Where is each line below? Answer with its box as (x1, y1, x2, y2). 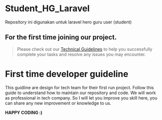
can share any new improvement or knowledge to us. (5, 100, 111, 106)
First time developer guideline (5, 68, 128, 80)
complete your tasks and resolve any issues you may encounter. (17, 51, 146, 57)
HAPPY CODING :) (5, 109, 43, 115)
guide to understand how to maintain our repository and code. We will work (5, 90, 156, 96)
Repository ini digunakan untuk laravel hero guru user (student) (5, 19, 132, 25)
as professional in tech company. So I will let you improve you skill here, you (5, 95, 158, 100)
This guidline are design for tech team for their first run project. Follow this (5, 84, 154, 90)
